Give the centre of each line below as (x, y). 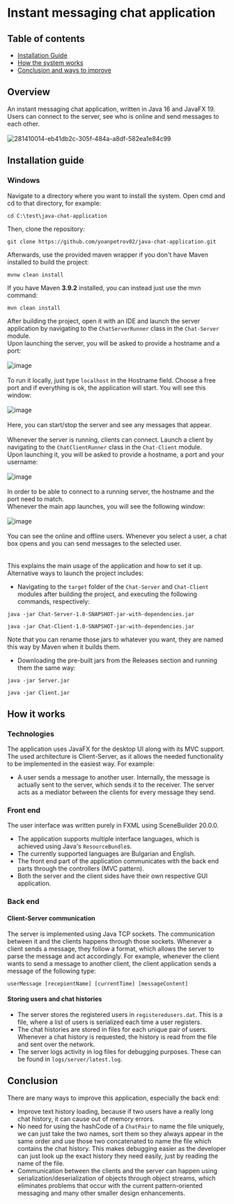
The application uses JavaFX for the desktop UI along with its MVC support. (116, 749)
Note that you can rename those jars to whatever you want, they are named (116, 639)
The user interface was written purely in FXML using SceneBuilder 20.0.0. (113, 826)
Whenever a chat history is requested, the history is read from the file (117, 1036)
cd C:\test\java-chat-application (57, 216)
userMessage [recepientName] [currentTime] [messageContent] (98, 983)
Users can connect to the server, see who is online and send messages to (113, 116)
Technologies (31, 734)
